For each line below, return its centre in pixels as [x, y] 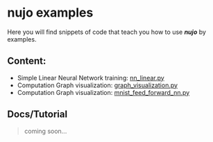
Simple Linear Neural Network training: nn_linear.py [91, 78]
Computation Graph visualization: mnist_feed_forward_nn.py [103, 92]
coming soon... [45, 131]
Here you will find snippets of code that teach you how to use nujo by [107, 32]
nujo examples [50, 13]
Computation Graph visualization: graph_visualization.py [97, 85]
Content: [27, 61]
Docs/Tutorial [37, 115]
